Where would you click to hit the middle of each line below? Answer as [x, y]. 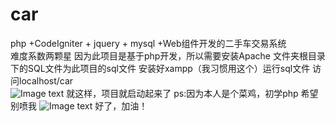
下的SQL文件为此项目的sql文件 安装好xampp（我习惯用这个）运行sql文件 [160, 68]
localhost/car [46, 80]
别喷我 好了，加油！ [79, 105]
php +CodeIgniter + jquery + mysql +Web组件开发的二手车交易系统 [148, 43]
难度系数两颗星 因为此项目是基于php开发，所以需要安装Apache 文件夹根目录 [168, 55]
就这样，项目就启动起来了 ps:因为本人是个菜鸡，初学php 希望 [192, 93]
